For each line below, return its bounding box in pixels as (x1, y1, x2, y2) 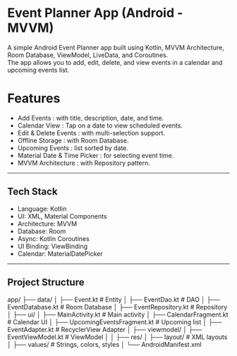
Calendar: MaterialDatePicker (17, 249, 104, 258)
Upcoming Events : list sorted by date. (17, 143, 129, 152)
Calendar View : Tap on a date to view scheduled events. (17, 121, 183, 130)
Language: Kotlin (17, 204, 67, 213)
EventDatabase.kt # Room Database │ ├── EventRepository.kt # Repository (7, 302, 228, 311)
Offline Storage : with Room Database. (17, 136, 129, 145)
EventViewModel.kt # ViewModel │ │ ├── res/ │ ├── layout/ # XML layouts (7, 333, 228, 341)
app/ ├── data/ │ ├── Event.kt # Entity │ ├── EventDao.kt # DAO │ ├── (7, 295, 221, 304)
